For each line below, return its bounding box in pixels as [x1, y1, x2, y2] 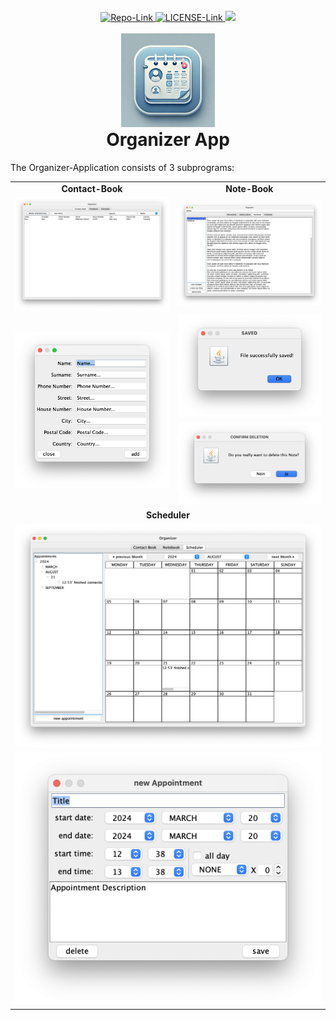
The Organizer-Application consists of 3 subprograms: [10, 161, 235, 173]
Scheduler [146, 509, 190, 521]
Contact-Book [61, 182, 123, 194]
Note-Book [225, 182, 274, 194]
